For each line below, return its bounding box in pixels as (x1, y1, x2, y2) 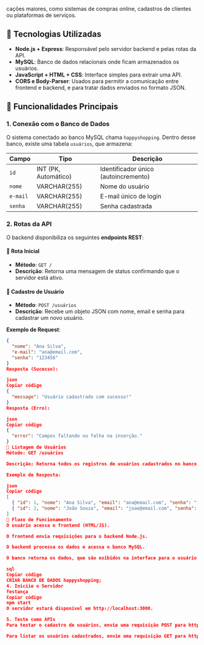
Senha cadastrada (100, 201, 152, 210)
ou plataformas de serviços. (6, 12, 76, 19)
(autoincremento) (100, 172, 150, 181)
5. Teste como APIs (6, 616, 56, 623)
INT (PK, (36, 164, 61, 173)
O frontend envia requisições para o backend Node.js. (6, 533, 148, 539)
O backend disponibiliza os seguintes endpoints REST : (6, 234, 144, 241)
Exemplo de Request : (6, 326, 61, 333)
